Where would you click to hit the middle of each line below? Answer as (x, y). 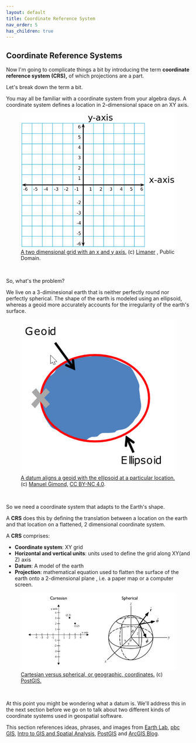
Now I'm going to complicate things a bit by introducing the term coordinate (98, 70)
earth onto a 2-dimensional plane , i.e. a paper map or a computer (94, 578)
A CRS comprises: (28, 536)
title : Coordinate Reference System (51, 18)
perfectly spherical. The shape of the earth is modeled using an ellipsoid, (94, 298)
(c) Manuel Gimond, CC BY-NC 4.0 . (63, 484)
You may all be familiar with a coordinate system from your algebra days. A (96, 99)
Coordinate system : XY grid (49, 547)
